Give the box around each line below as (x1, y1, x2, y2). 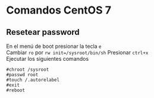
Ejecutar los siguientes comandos (6, 55, 89, 62)
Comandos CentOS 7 (6, 4, 112, 17)
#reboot (6, 87, 26, 93)
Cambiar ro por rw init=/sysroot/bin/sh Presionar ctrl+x (6, 49, 149, 56)
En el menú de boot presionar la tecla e (6, 43, 102, 50)
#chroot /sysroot (6, 67, 49, 73)
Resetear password (6, 27, 80, 37)
